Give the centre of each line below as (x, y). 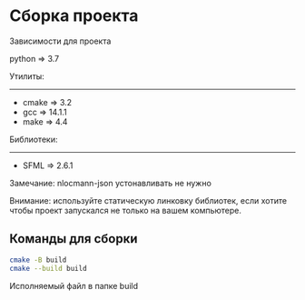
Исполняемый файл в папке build (74, 285)
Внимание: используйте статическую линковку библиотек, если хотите (148, 200)
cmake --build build (49, 268)
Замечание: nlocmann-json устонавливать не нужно (110, 183)
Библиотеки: (34, 139)
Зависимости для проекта (60, 41)
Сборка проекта (74, 16)
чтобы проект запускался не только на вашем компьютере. (126, 210)
